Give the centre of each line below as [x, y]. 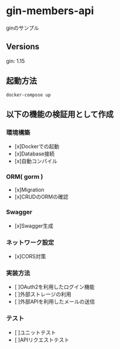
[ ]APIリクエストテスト [42, 340]
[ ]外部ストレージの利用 [43, 294]
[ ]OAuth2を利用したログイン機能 [54, 287]
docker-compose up [28, 95]
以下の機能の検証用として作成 [60, 114]
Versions [23, 47]
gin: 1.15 [16, 61]
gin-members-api [50, 11]
